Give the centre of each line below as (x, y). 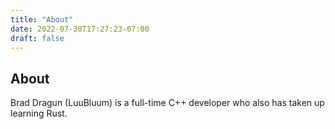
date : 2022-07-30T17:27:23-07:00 (80, 29)
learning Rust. (39, 113)
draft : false (37, 38)
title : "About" (42, 19)
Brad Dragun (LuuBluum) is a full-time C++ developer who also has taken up (167, 103)
